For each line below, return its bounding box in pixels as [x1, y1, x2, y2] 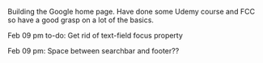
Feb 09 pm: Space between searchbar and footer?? [7, 46, 180, 55]
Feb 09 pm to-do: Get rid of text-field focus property [7, 31, 184, 40]
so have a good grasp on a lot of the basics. [7, 15, 155, 25]
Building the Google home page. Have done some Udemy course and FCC [7, 7, 256, 16]
